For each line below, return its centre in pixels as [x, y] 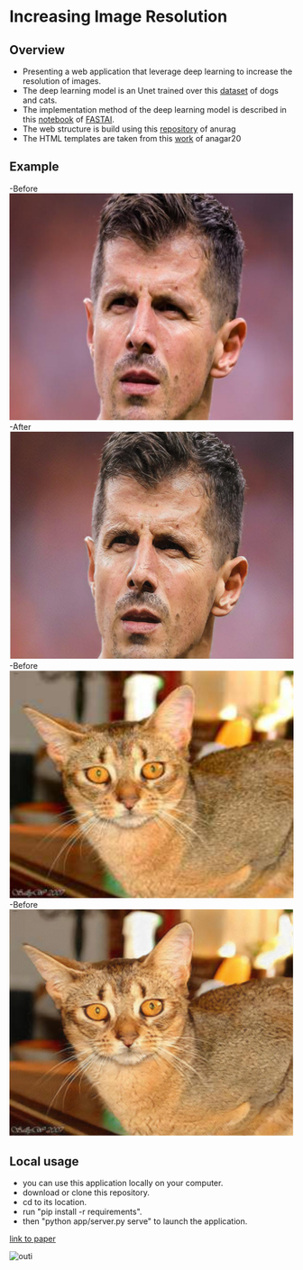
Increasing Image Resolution [119, 17]
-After [20, 427]
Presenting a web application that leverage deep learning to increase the [157, 71]
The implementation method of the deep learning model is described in [154, 110]
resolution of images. [62, 81]
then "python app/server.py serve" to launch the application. [135, 1221]
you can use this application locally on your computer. [123, 1183]
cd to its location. [55, 1202]
